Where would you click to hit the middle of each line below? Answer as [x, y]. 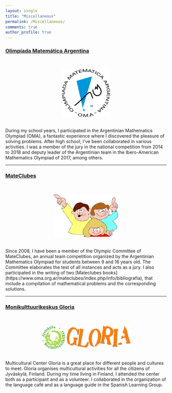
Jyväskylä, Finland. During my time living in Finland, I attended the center [82, 374]
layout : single [21, 11]
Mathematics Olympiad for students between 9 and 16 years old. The [78, 262]
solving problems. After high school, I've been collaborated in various [79, 142]
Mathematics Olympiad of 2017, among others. [54, 158]
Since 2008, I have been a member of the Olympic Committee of [73, 251]
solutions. [16, 289]
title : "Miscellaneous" [31, 16]
